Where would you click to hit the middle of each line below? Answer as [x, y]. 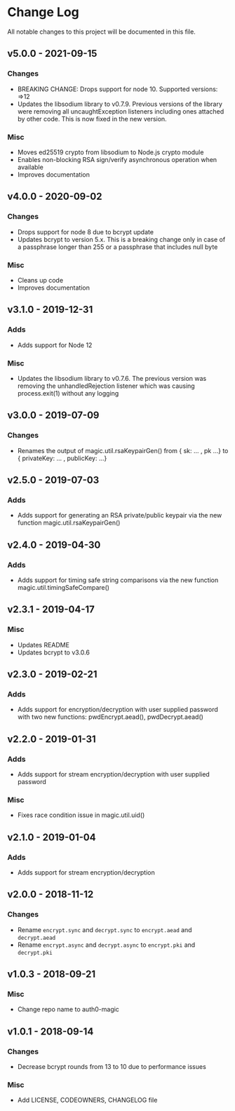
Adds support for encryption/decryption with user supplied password [118, 710]
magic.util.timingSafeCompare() [63, 587]
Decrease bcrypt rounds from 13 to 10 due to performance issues [112, 1067]
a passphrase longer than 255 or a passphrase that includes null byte [117, 247]
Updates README [43, 645]
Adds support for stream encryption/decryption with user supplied [114, 774]
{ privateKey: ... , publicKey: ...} [62, 458]
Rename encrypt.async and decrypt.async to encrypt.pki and [106, 945]
